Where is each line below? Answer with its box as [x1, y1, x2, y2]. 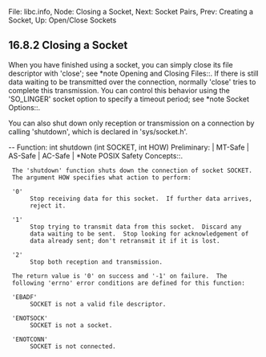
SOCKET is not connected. [29, 342, 116, 351]
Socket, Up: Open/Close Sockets [8, 15, 117, 25]
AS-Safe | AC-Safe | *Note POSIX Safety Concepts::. [8, 150, 183, 160]
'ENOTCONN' [11, 335, 48, 343]
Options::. [8, 102, 41, 112]
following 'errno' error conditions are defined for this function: [11, 279, 246, 287]
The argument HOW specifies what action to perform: [11, 173, 192, 182]
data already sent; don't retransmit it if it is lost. [29, 236, 220, 244]
